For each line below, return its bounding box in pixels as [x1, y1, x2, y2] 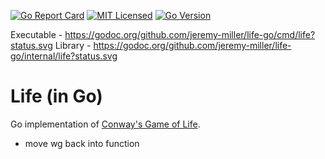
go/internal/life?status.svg [10, 50, 118, 62]
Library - [54, 40, 92, 51]
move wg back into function [24, 137, 140, 149]
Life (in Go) [10, 85, 103, 108]
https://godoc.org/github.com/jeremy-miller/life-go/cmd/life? [64, 29, 316, 40]
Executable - [10, 29, 63, 40]
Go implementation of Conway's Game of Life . [10, 118, 201, 130]
